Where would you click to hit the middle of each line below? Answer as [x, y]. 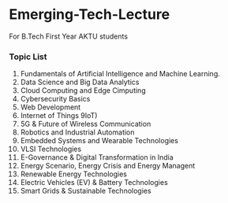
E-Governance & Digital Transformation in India [97, 157]
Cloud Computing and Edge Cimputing [83, 90]
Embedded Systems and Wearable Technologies [99, 141]
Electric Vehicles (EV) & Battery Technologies [94, 183]
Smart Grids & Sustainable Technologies [86, 191]
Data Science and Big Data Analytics [80, 82]
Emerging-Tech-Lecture [90, 15]
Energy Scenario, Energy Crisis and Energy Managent [108, 166]
